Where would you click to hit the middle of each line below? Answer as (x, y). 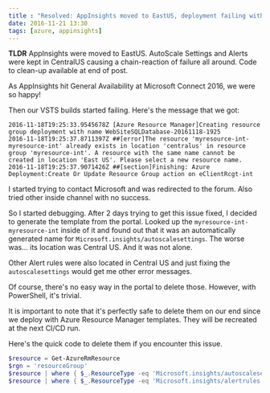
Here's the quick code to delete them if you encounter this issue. (115, 344)
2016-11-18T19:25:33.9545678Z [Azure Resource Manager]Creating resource (135, 125)
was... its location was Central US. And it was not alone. (100, 248)
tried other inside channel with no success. (80, 198)
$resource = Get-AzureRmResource (64, 358)
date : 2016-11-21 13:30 (48, 23)
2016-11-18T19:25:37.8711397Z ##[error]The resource (98, 139)
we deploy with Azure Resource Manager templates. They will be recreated (133, 320)
